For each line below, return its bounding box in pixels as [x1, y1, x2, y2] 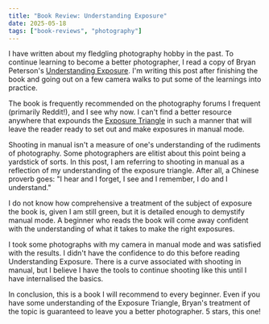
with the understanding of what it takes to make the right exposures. [8, 224, 235, 234]
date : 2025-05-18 [8, 19, 67, 27]
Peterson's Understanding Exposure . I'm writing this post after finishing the [8, 66, 259, 76]
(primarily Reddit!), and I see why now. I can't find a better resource [8, 107, 232, 117]
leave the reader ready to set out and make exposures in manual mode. [8, 124, 245, 134]
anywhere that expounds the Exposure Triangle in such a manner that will [8, 116, 252, 126]
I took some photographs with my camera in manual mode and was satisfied [8, 239, 262, 250]
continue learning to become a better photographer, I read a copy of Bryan [8, 57, 256, 67]
